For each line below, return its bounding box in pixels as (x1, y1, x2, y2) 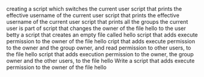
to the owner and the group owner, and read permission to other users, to (6, 44, 191, 51)
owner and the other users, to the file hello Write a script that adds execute (6, 57, 195, 64)
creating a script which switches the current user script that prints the (6, 5, 182, 12)
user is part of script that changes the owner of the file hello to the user (6, 24, 186, 32)
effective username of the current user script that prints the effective (6, 12, 180, 19)
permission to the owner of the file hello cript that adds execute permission (6, 38, 195, 45)
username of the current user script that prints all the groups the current (6, 18, 188, 25)
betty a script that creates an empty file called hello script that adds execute (6, 31, 199, 38)
